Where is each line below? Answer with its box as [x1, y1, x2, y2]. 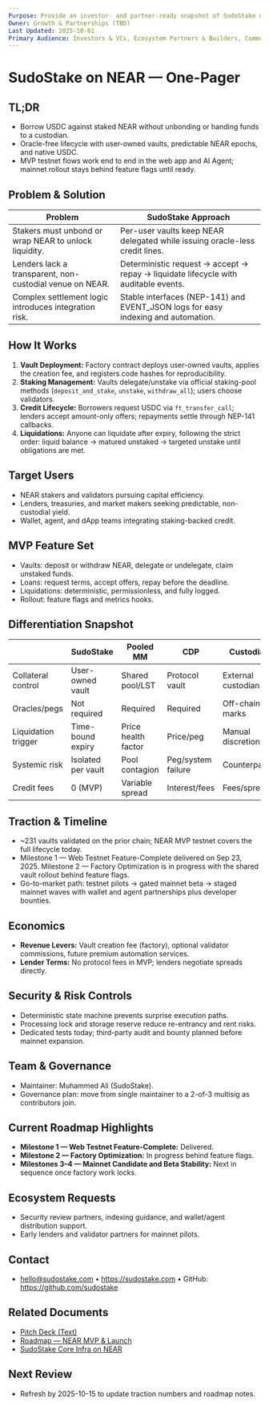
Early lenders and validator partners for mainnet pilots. [19, 1229, 200, 1239]
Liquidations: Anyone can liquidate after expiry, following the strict [19, 428, 241, 438]
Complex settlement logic [12, 291, 109, 303]
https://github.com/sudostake [19, 1282, 118, 1292]
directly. [19, 965, 47, 976]
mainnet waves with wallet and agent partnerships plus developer [19, 887, 238, 897]
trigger [12, 736, 38, 748]
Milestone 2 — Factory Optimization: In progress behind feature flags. [19, 1151, 255, 1160]
